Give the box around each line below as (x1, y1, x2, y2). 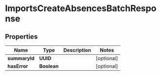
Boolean (39, 63, 59, 69)
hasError (7, 63, 28, 69)
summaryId (7, 55, 35, 61)
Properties (5, 32, 38, 41)
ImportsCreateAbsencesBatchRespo (5, 3, 157, 14)
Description (63, 47, 91, 53)
